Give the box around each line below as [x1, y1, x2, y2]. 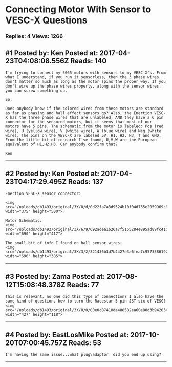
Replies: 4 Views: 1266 [5, 33, 63, 40]
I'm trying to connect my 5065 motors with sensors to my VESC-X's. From [5, 70, 166, 75]
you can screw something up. [5, 88, 68, 93]
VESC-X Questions [5, 14, 88, 26]
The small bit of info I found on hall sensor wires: [5, 240, 123, 245]
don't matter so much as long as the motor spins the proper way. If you [5, 79, 166, 84]
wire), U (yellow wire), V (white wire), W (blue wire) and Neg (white [5, 128, 161, 134]
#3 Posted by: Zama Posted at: [5, 272, 105, 281]
